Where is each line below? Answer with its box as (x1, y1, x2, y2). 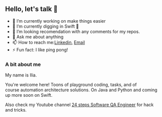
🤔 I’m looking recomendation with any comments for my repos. (12, 28, 140, 35)
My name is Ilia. (5, 72, 37, 78)
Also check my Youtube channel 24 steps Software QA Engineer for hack (5, 102, 154, 108)
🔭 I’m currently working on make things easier (12, 18, 106, 24)
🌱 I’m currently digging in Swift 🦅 (12, 23, 79, 29)
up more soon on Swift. (5, 92, 53, 98)
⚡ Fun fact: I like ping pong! (12, 46, 68, 52)
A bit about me (5, 61, 41, 68)
